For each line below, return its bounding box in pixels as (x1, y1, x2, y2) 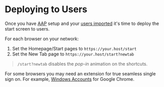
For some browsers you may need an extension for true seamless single (5, 70, 156, 77)
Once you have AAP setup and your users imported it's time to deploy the (5, 20, 159, 26)
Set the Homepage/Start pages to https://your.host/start (12, 45, 137, 51)
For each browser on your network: (5, 36, 79, 42)
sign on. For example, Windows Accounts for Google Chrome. (5, 76, 134, 82)
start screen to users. (5, 25, 50, 32)
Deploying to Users (5, 4, 88, 15)
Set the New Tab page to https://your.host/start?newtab (12, 51, 134, 57)
